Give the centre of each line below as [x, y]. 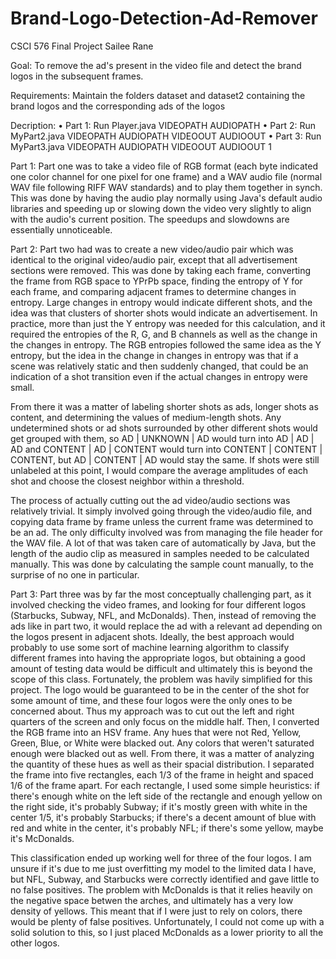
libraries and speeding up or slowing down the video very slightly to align [161, 208]
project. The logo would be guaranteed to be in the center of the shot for [160, 689]
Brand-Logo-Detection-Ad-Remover [164, 18]
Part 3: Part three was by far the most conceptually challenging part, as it [161, 594]
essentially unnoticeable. [61, 229]
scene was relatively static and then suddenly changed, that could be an [159, 366]
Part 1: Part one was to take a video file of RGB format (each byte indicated [164, 166]
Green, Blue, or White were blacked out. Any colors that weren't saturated [162, 743]
